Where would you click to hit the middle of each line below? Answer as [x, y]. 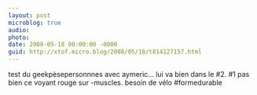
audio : [19, 30]
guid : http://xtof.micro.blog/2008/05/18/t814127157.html [105, 52]
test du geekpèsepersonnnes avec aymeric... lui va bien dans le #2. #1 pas [129, 74]
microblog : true [35, 23]
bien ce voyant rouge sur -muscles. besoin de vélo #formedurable [115, 82]
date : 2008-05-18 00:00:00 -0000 [63, 45]
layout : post [29, 15]
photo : [19, 37]
